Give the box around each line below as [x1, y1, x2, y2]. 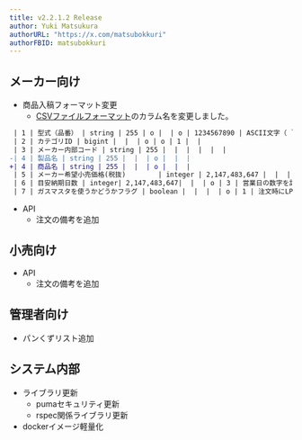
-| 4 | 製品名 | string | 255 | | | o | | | [9, 154, 191, 163]
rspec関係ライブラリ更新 [35, 409, 129, 420]
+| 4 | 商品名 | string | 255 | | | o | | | [9, 162, 191, 171]
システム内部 [9, 362, 81, 377]
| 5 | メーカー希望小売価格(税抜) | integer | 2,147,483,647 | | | [13, 170, 291, 180]
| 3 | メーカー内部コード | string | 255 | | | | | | [13, 145, 227, 154]
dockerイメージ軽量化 [22, 420, 104, 432]
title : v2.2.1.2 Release [9, 13, 102, 22]
